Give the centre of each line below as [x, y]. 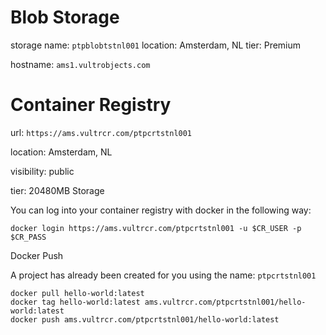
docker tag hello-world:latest [75, 302]
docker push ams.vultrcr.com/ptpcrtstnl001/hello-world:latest [145, 319]
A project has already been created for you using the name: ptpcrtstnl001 [163, 275]
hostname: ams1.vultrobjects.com [80, 64]
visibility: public [42, 171]
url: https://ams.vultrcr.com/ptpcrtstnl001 [101, 132]
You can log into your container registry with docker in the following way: [161, 210]
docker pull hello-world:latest [77, 293]
